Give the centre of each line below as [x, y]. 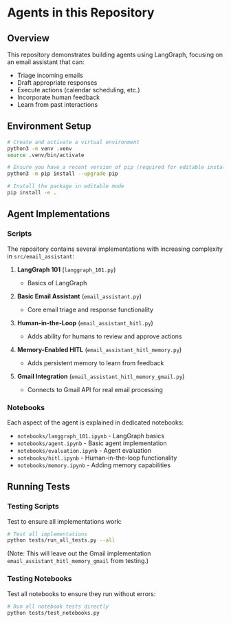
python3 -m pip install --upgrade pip [63, 174]
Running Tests [38, 487]
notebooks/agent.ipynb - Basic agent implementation [92, 443]
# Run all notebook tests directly [58, 606]
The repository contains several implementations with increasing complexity [115, 249]
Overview [29, 38]
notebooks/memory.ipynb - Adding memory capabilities [93, 465]
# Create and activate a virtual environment [73, 142]
